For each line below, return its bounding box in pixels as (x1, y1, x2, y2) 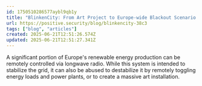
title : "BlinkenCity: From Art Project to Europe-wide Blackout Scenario (6, 15, 197, 21)
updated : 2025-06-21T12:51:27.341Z (6, 37, 96, 43)
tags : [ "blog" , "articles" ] (6, 25, 77, 32)
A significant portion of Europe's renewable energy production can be (6, 54, 180, 61)
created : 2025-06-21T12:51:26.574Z (6, 31, 96, 38)
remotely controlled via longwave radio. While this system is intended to (6, 60, 186, 67)
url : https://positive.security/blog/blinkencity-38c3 (6, 20, 148, 26)
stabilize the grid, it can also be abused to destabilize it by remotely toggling (6, 67, 196, 73)
